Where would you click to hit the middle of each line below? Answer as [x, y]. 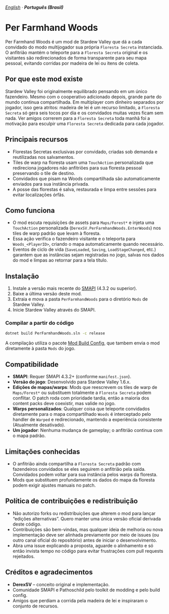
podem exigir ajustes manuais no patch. [54, 485]
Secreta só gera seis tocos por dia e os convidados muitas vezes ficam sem [84, 113]
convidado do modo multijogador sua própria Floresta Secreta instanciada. [84, 47]
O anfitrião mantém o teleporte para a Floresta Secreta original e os [77, 52]
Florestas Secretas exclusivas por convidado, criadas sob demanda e [85, 152]
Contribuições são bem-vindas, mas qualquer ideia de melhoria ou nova [88, 529]
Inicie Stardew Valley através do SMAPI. [54, 310]
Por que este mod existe [44, 79]
